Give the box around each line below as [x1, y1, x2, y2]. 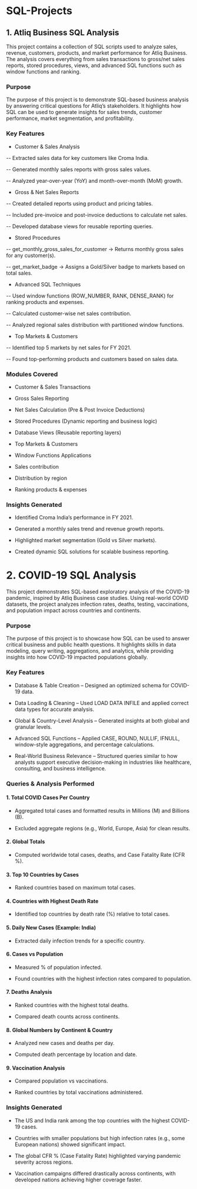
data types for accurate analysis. [14, 706, 95, 713]
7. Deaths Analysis [6, 988, 52, 996]
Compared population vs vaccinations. [14, 1077, 109, 1084]
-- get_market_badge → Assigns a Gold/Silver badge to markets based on [6, 263, 185, 270]
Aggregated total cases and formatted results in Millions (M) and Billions [14, 807, 190, 814]
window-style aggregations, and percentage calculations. [14, 741, 155, 748]
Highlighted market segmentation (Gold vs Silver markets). [14, 537, 157, 544]
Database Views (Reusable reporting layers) [14, 429, 122, 436]
